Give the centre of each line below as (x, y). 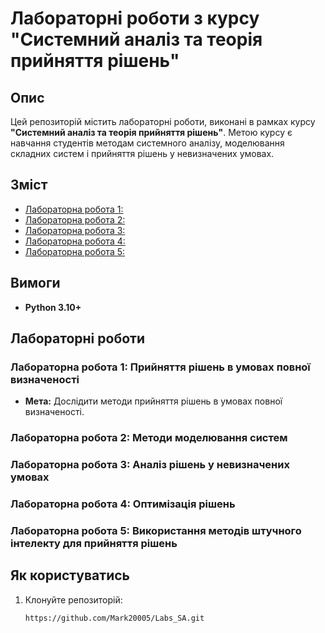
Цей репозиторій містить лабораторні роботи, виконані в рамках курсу (163, 121)
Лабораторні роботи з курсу (135, 18)
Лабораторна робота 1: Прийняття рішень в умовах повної (160, 367)
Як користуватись (70, 575)
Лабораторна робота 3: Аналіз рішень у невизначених (150, 465)
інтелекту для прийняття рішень (94, 543)
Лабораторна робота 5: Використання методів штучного (156, 530)
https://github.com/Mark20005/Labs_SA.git (114, 618)
